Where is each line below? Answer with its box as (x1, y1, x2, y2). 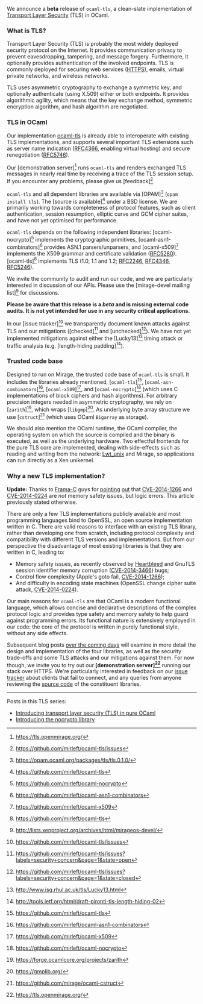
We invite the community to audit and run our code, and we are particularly (7, 275, 193, 283)
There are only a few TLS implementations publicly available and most (7, 510, 181, 517)
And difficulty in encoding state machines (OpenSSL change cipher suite (15, 579, 196, 586)
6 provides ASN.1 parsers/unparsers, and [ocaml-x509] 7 (39, 242, 179, 251)
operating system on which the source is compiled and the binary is (7, 431, 175, 439)
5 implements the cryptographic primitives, (31, 235, 137, 243)
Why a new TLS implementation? (7, 472, 105, 480)
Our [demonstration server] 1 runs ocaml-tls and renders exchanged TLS (7, 163, 187, 171)
